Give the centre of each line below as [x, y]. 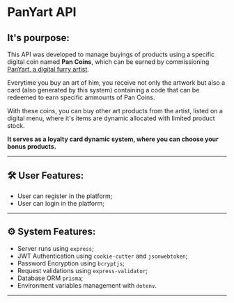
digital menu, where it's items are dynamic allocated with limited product [111, 118]
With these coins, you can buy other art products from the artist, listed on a [115, 111]
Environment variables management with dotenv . [87, 285]
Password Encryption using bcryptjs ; [71, 263]
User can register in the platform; [65, 196]
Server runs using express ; [55, 248]
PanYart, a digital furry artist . [48, 69]
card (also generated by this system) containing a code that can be [103, 90]
